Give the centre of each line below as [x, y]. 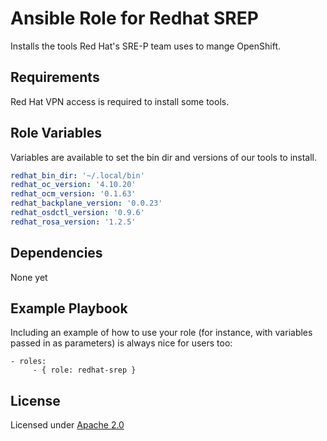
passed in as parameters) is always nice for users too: [121, 343]
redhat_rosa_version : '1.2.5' [73, 222]
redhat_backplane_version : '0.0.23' [86, 203]
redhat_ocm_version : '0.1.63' [73, 194]
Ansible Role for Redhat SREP [134, 18]
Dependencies [56, 253]
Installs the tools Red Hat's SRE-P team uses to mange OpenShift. [146, 46]
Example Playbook [69, 308]
